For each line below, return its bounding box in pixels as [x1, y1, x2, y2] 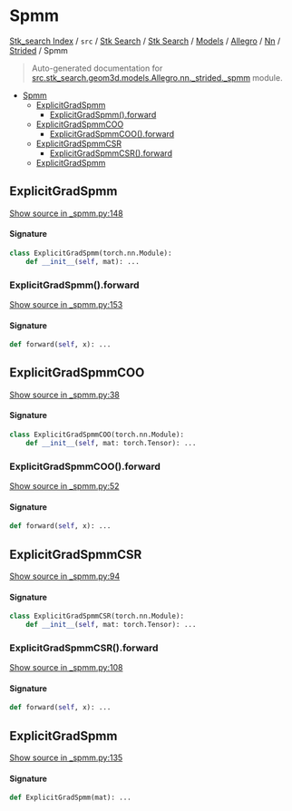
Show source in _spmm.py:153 [9, 299, 123, 309]
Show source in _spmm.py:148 [9, 208, 124, 219]
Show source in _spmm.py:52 [9, 481, 120, 492]
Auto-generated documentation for [31, 63, 163, 73]
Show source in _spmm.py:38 [9, 389, 121, 400]
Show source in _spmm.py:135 [9, 752, 123, 763]
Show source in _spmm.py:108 [9, 662, 123, 673]
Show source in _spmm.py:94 [9, 571, 121, 581]
